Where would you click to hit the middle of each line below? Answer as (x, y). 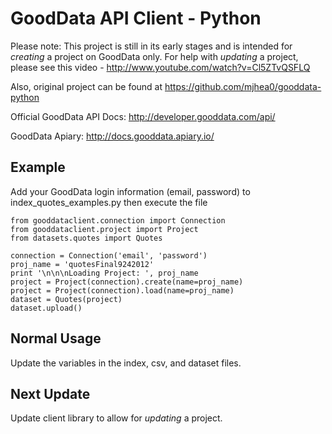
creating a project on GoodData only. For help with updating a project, (154, 56)
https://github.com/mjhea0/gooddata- (243, 86)
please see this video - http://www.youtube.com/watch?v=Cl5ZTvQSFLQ (160, 67)
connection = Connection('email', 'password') (109, 255)
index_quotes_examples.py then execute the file (109, 202)
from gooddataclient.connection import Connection (118, 220)
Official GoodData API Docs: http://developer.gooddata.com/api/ (143, 116)
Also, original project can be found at (86, 86)
